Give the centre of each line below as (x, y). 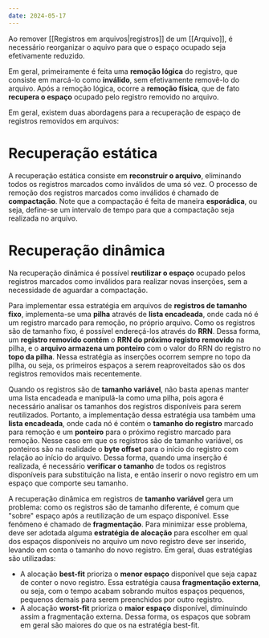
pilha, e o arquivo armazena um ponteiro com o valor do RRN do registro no (134, 348)
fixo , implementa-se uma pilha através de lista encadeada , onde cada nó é (133, 314)
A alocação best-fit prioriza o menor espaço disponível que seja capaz (139, 574)
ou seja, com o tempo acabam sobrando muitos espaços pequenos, (132, 591)
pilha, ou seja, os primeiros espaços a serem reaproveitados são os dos (127, 365)
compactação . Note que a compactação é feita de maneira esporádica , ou (133, 201)
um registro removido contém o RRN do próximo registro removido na (126, 339)
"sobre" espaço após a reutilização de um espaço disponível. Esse (118, 515)
